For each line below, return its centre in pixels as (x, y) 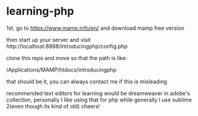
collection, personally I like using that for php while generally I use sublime (99, 100)
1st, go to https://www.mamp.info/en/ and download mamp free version (95, 28)
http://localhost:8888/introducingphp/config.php (67, 46)
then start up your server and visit (48, 39)
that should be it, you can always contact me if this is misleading (87, 81)
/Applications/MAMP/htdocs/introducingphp (61, 70)
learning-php (40, 11)
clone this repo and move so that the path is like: (67, 58)
